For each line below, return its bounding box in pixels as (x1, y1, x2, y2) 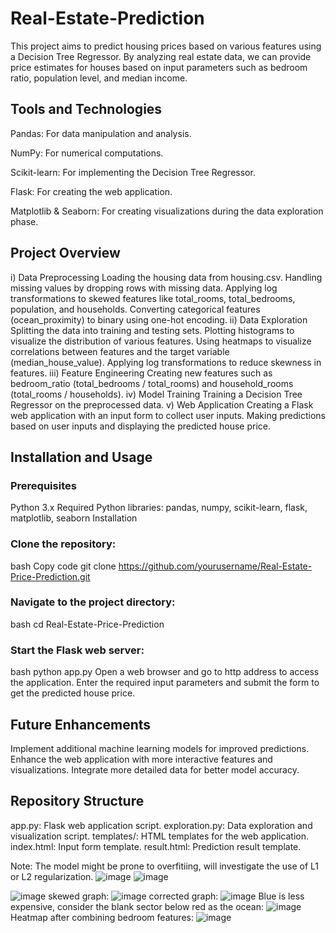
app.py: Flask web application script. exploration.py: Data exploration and (10, 819, 313, 831)
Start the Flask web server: (10, 643, 145, 657)
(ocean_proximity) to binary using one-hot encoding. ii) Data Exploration (10, 313, 308, 326)
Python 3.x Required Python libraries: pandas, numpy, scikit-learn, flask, (10, 502, 308, 514)
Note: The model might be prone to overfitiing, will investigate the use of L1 (10, 860, 319, 872)
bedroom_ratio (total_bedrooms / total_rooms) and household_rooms (10, 377, 294, 389)
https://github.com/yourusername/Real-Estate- (118, 560, 313, 572)
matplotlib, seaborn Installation (10, 512, 138, 524)
